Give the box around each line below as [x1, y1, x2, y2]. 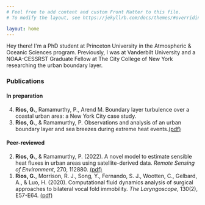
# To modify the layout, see [6, 15, 81, 21]
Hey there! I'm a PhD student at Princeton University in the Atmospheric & [6, 42, 192, 49]
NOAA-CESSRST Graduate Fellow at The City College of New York [6, 56, 173, 63]
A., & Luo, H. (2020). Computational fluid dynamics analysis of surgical [15, 178, 193, 186]
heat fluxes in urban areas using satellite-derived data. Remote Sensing [15, 159, 195, 167]
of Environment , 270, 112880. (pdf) [15, 165, 103, 173]
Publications [6, 77, 45, 85]
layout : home [6, 26, 40, 32]
